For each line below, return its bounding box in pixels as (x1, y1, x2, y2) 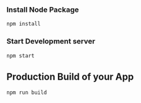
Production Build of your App (6, 71, 134, 82)
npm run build (6, 89, 48, 96)
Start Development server (6, 37, 95, 46)
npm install (6, 21, 41, 28)
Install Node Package (6, 5, 79, 15)
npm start (6, 52, 35, 59)
